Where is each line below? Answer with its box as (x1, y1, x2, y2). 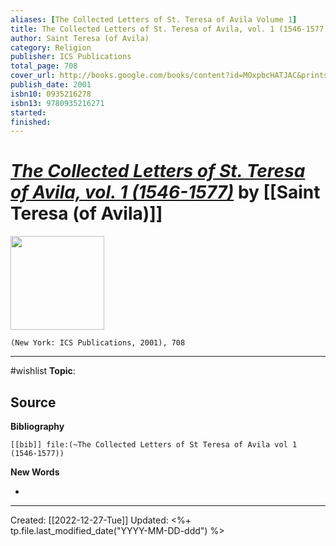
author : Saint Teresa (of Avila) (10, 33, 150, 43)
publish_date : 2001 (10, 80, 92, 90)
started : (10, 107, 47, 118)
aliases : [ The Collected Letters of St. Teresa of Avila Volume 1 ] (10, 14, 298, 25)
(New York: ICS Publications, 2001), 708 (10, 338, 186, 348)
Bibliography (10, 421, 65, 432)
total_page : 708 (10, 61, 78, 71)
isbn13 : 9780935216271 (10, 98, 105, 108)
